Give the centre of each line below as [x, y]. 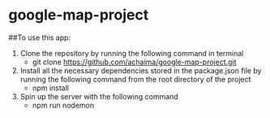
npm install [50, 88]
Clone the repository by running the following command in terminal [132, 53]
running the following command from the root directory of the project [135, 79]
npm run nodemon [63, 105]
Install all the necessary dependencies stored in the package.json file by [141, 70]
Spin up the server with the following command [99, 96]
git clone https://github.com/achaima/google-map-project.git [134, 62]
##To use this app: [40, 37]
